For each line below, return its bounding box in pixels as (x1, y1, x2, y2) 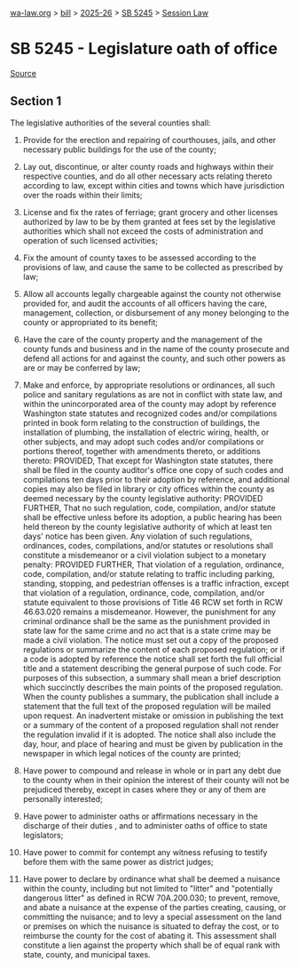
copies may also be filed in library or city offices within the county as (22, 484, 275, 494)
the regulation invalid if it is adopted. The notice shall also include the (22, 729, 277, 740)
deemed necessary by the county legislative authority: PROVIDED (22, 493, 263, 503)
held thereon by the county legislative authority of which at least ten (22, 521, 272, 532)
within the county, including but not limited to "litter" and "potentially (22, 883, 273, 893)
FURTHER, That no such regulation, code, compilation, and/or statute (22, 502, 276, 513)
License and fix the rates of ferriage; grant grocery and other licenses (22, 206, 278, 217)
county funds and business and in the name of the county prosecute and (22, 343, 290, 354)
